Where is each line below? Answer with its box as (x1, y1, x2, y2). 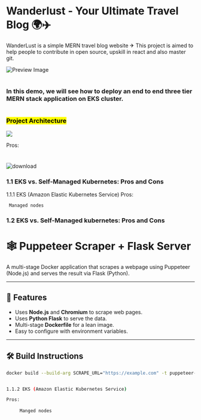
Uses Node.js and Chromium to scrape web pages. (14, 308, 143, 315)
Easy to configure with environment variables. (14, 327, 129, 335)
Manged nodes (19, 408, 52, 414)
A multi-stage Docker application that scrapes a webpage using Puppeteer (6, 263, 190, 271)
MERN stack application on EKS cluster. (6, 94, 124, 103)
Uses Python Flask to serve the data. (14, 315, 107, 322)
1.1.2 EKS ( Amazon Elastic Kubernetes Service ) (6, 386, 127, 392)
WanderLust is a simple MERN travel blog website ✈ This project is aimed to (6, 42, 193, 49)
